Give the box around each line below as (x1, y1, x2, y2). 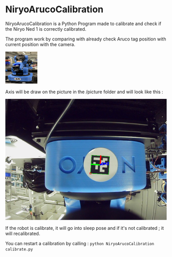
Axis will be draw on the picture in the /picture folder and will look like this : (5, 89, 163, 95)
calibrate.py (5, 247, 33, 252)
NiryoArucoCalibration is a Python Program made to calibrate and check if (5, 20, 161, 27)
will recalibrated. (5, 230, 40, 237)
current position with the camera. (5, 41, 76, 47)
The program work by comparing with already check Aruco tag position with (5, 36, 166, 42)
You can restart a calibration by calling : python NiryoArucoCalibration (5, 240, 155, 246)
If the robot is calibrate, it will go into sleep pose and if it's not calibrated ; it (5, 225, 164, 231)
